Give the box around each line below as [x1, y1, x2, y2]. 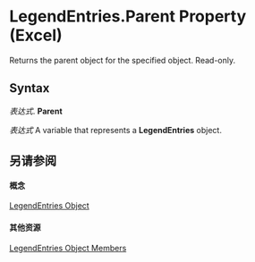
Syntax [9, 80, 50, 96]
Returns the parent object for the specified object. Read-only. [9, 55, 236, 65]
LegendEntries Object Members [9, 242, 127, 253]
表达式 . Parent [9, 106, 63, 116]
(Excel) [9, 25, 63, 46]
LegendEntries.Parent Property [9, 6, 247, 27]
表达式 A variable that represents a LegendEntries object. [9, 124, 222, 135]
